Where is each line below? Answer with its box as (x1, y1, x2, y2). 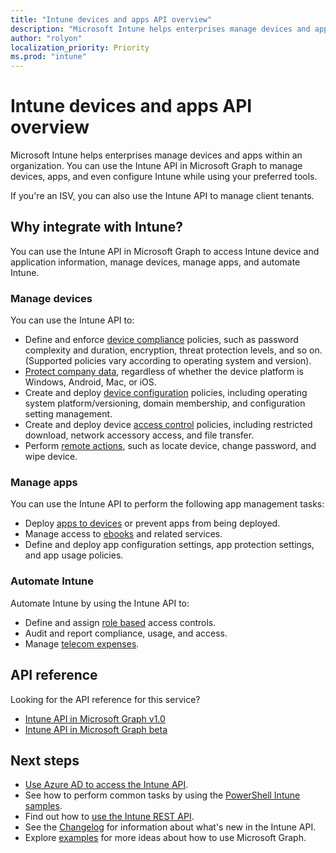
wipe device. (24, 451, 78, 463)
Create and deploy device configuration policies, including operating (24, 387, 308, 399)
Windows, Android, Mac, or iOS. (24, 376, 157, 388)
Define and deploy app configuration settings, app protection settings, (24, 539, 315, 551)
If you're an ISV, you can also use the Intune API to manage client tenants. (10, 190, 315, 202)
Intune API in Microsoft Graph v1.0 (24, 712, 166, 725)
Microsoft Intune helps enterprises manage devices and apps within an (10, 149, 303, 161)
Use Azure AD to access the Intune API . (24, 779, 189, 791)
